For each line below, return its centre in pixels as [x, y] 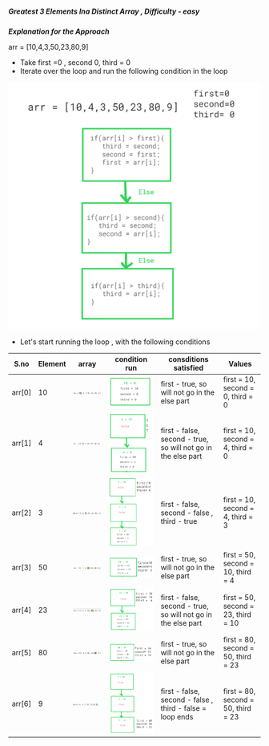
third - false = [183, 708]
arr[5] [22, 652]
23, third [237, 614]
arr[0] [22, 392]
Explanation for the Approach [59, 31]
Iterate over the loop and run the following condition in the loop [124, 71]
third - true [179, 521]
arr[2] [22, 513]
